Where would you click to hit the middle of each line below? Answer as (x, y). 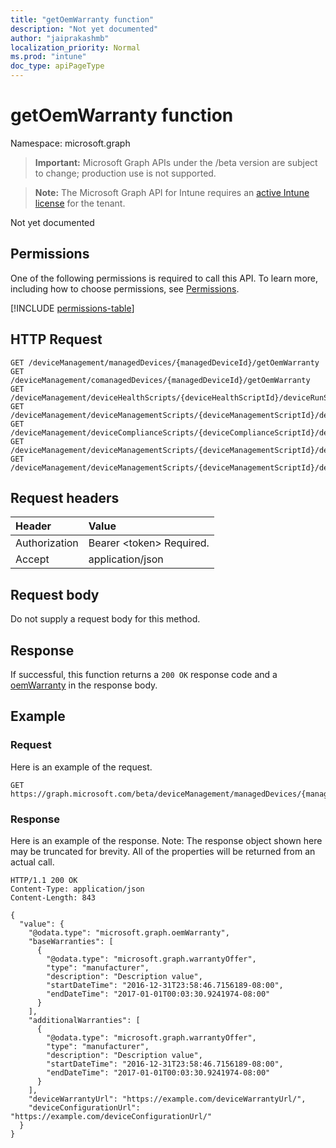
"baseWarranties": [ (71, 941)
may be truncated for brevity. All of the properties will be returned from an (163, 851)
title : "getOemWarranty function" (82, 19)
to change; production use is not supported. (125, 173)
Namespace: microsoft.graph (70, 143)
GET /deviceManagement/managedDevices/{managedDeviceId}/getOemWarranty (165, 362)
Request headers (65, 497)
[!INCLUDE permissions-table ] (72, 308)
